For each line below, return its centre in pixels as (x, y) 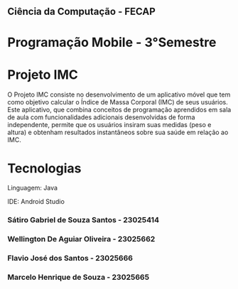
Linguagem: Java (33, 188)
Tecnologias (44, 168)
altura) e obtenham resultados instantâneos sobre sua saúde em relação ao (118, 132)
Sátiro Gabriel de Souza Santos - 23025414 (83, 220)
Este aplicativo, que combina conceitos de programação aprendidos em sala (119, 109)
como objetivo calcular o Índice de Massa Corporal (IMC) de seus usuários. (118, 102)
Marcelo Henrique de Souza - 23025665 (79, 278)
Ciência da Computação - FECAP (82, 12)
